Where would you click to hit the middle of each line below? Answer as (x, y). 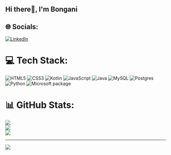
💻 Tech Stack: (37, 60)
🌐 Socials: (22, 27)
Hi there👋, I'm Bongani (41, 9)
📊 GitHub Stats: (40, 105)
